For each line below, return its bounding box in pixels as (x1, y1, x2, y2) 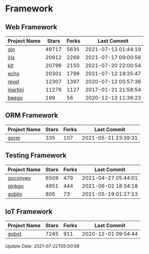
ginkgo (7, 182, 24, 189)
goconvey (7, 174, 31, 181)
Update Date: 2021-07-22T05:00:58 (5, 243, 80, 249)
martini (7, 86, 24, 93)
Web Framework (5, 23, 57, 31)
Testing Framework (5, 151, 67, 160)
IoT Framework (5, 207, 53, 216)
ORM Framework (5, 111, 58, 120)
